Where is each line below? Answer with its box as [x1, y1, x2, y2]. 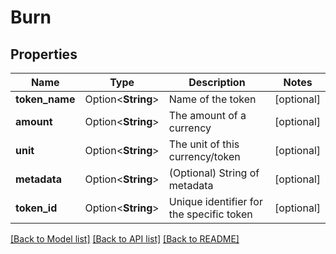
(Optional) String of [168, 166, 260, 180]
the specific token [168, 207, 253, 221]
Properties [10, 46, 78, 63]
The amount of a [168, 109, 247, 122]
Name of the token [168, 92, 257, 106]
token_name [15, 92, 76, 106]
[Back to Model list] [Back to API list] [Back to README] [10, 233, 240, 245]
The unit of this [168, 137, 240, 151]
